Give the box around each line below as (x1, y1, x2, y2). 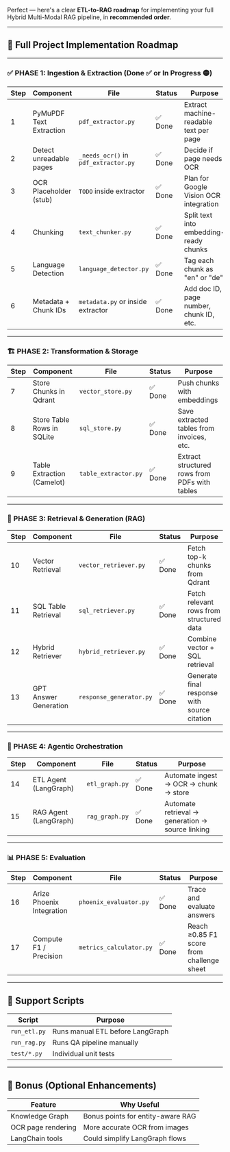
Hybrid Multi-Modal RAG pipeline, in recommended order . (7, 13, 172, 21)
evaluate (187, 902, 216, 912)
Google (183, 182, 207, 192)
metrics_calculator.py (78, 944, 153, 951)
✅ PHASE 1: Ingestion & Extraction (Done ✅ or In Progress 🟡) (7, 68, 213, 77)
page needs (183, 154, 222, 164)
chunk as (183, 264, 214, 274)
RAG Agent (32, 807, 68, 817)
